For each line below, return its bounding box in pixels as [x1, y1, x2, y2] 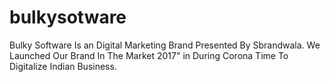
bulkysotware [9, 6, 127, 29]
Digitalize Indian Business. [9, 60, 117, 72]
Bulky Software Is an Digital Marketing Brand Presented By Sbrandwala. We [9, 39, 321, 51]
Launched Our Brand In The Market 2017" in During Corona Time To [9, 49, 289, 61]
